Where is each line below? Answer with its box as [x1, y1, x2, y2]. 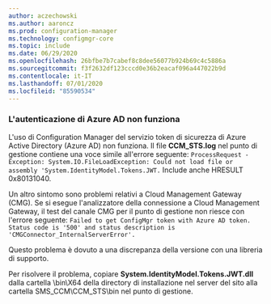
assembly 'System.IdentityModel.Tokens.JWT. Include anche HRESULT [8, 165, 244, 175]
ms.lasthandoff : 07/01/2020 [8, 79, 104, 87]
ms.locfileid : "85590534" [8, 87, 95, 95]
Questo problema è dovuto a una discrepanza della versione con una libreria [8, 244, 263, 255]
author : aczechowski [8, 11, 78, 20]
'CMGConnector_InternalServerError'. [8, 230, 136, 239]
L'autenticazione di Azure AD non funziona [8, 114, 180, 125]
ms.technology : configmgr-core [8, 34, 114, 43]
